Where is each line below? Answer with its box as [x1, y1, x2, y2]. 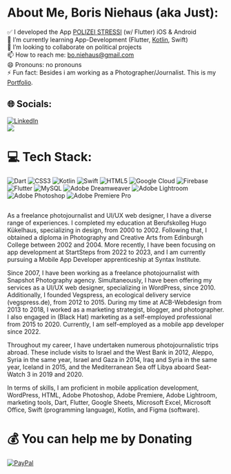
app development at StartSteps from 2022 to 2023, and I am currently [7, 248, 205, 256]
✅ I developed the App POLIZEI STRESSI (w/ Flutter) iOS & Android [7, 28, 197, 36]
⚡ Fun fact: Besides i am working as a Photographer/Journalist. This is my [7, 68, 217, 77]
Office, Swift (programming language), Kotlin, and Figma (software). [7, 406, 200, 414]
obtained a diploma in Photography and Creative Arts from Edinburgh [7, 234, 204, 242]
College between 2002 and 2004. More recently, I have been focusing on [7, 240, 216, 249]
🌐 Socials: [7, 98, 52, 110]
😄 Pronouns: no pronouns [7, 60, 82, 68]
